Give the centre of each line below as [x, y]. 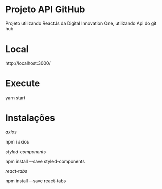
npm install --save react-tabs [36, 181]
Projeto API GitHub [45, 9]
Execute [23, 84]
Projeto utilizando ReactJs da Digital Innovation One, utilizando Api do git [81, 23]
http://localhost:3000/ [28, 63]
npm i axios [17, 141]
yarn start [15, 98]
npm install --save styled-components [45, 161]
